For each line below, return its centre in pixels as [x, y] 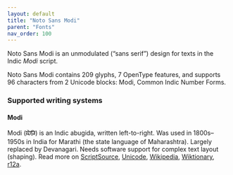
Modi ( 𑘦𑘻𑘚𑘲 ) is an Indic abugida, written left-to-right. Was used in [100, 133]
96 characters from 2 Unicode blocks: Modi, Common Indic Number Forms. [117, 83]
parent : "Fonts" [31, 27]
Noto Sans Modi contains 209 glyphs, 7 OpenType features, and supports [114, 75]
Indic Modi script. [33, 61]
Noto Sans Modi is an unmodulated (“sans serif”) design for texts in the [111, 54]
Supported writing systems [55, 101]
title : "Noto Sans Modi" [44, 20]
